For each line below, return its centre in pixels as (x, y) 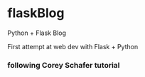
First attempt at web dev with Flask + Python (73, 46)
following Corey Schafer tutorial (64, 65)
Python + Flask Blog (37, 33)
